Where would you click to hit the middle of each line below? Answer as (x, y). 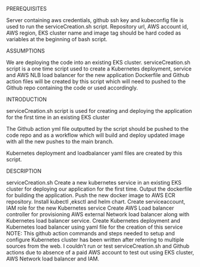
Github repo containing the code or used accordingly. (72, 88)
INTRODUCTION (26, 99)
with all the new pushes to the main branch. (60, 142)
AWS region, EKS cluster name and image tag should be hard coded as (94, 33)
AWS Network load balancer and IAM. (53, 259)
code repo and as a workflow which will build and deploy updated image (96, 135)
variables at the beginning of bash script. (57, 39)
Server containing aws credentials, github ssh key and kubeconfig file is (95, 20)
